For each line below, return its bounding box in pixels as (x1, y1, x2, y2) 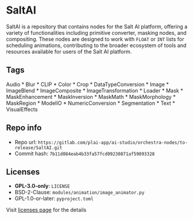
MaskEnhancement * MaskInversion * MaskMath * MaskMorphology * (6, 93, 176, 100)
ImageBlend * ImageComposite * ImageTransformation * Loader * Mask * (6, 87, 184, 94)
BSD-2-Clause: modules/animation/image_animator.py (14, 189, 145, 196)
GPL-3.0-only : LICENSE (14, 182, 70, 190)
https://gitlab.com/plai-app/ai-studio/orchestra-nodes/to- (38, 140, 188, 145)
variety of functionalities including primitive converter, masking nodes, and (6, 29, 187, 36)
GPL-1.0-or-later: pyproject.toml (14, 195, 94, 202)
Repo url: (14, 138, 37, 145)
